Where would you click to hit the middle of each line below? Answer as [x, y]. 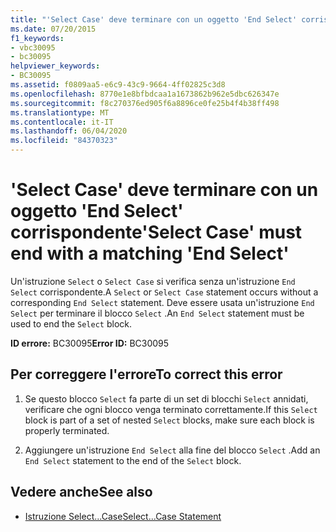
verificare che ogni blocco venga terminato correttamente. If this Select [171, 409]
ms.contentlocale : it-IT [62, 122]
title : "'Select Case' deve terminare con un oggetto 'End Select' [154, 19]
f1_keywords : [37, 38]
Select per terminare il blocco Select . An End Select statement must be [157, 313]
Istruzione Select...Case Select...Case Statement [123, 516]
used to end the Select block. [71, 323]
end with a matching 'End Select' [150, 253]
